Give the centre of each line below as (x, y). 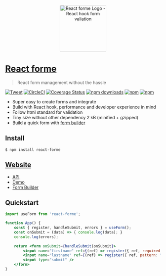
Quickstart (22, 203)
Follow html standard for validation (47, 112)
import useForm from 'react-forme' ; (43, 214)
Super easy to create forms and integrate (54, 101)
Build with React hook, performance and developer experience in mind (84, 107)
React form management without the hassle (62, 82)
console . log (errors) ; (36, 237)
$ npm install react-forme (33, 150)
